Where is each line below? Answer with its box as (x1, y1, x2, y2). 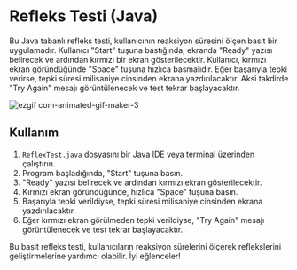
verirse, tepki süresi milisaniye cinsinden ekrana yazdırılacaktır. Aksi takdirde (9, 73, 289, 83)
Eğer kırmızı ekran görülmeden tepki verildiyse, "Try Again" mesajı (21, 214, 265, 225)
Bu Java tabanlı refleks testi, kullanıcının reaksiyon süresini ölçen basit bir (9, 35, 277, 46)
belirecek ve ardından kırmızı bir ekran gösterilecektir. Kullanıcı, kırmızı (9, 54, 267, 65)
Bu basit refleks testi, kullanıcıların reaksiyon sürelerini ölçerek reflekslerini (9, 241, 282, 251)
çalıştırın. (21, 158, 56, 169)
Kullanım (9, 126, 59, 141)
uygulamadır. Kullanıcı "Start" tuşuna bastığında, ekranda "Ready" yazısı (9, 44, 273, 55)
